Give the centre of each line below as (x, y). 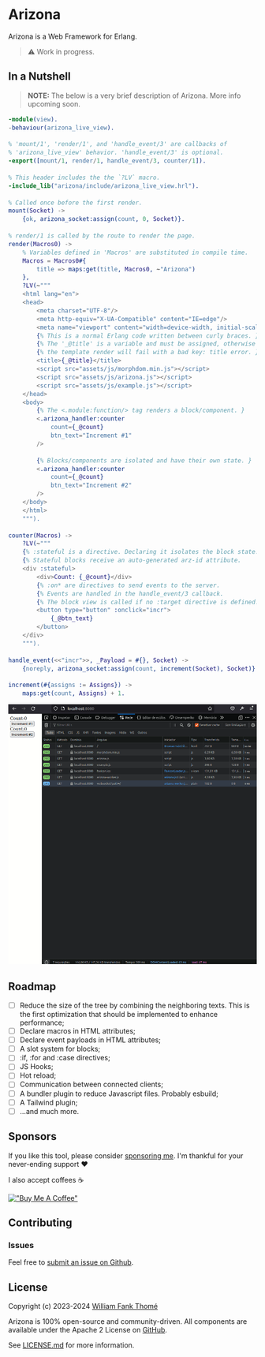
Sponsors (32, 1136)
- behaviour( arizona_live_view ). (61, 128)
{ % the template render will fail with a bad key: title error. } (148, 353)
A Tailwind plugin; (49, 1102)
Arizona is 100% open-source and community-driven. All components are (128, 1321)
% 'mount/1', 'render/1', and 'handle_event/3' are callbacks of (118, 144)
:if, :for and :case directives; (65, 1058)
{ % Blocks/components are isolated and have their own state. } (144, 460)
